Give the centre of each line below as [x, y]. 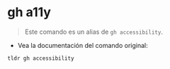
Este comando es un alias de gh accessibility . [93, 32]
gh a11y [29, 12]
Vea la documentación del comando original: [83, 45]
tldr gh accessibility [41, 58]
